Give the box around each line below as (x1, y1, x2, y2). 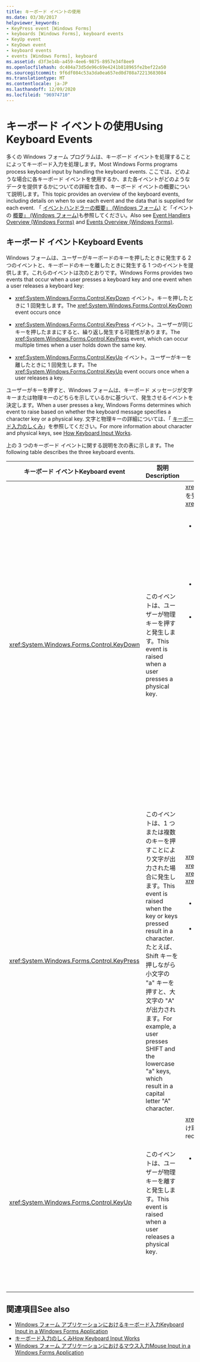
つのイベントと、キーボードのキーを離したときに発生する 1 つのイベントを (6, 261, 189, 268)
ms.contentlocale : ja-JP (6, 81, 68, 87)
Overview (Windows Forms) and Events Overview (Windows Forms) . (6, 218, 174, 226)
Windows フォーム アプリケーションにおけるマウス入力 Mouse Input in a (14, 1342, 191, 1349)
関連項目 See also (6, 1304, 70, 1314)
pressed (145, 919, 168, 928)
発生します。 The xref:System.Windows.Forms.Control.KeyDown (35, 302, 192, 309)
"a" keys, (145, 1067, 171, 1075)
